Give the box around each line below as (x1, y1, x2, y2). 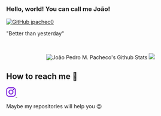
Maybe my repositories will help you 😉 (6, 103, 102, 110)
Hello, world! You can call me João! (6, 5, 111, 13)
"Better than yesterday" (6, 30, 65, 37)
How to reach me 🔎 (6, 71, 78, 81)
